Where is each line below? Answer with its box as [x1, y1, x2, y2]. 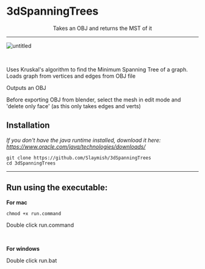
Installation [6, 120, 50, 131]
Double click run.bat [6, 257, 57, 264]
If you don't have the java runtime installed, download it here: [6, 136, 161, 144]
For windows [6, 245, 40, 252]
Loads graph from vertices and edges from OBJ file [6, 72, 136, 79]
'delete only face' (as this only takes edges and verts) [6, 102, 142, 109]
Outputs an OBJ [6, 84, 47, 91]
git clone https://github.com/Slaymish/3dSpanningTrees [6, 155, 151, 161]
